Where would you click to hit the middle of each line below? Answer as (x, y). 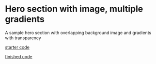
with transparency (23, 38)
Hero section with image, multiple (74, 9)
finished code (19, 56)
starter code (17, 47)
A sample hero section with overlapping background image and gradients (78, 32)
